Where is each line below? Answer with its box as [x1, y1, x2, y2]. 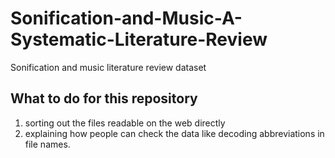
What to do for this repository [10, 90, 198, 107]
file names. [24, 138, 71, 150]
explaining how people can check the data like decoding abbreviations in [24, 127, 325, 139]
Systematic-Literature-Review [10, 28, 268, 51]
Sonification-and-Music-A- [10, 7, 243, 30]
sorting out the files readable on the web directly [24, 117, 226, 129]
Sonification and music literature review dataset [10, 61, 207, 73]
